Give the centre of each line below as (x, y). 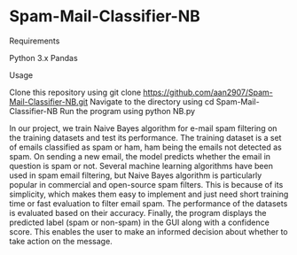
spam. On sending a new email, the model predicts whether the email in (140, 156)
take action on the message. (61, 241)
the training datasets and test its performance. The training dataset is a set (145, 137)
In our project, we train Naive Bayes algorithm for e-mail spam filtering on (143, 128)
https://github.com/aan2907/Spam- (208, 92)
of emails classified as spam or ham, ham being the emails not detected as (145, 147)
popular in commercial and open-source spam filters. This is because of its (146, 184)
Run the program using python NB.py (128, 111)
